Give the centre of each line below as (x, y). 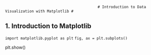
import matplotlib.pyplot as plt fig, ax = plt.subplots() (66, 38)
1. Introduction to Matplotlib (48, 26)
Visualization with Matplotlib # (39, 11)
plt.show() (15, 47)
